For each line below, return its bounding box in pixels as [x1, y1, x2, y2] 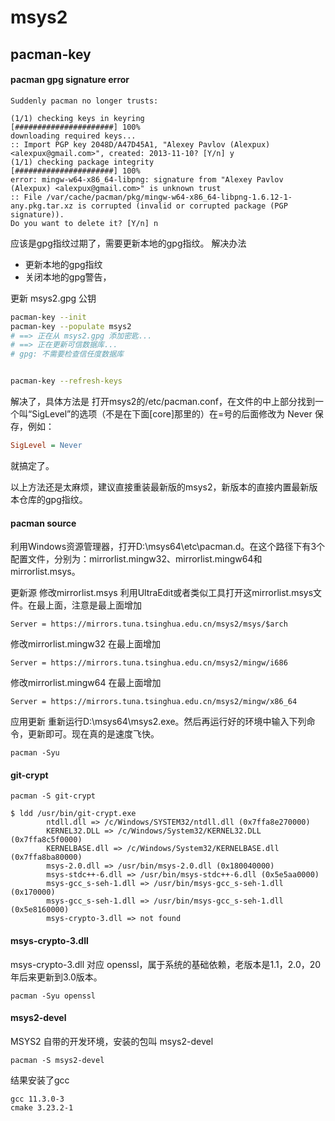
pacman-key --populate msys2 [10, 321, 132, 331]
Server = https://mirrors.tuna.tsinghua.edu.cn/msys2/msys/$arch [10, 619, 288, 630]
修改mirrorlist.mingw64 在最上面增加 [10, 677, 162, 689]
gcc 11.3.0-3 [10, 1094, 65, 1104]
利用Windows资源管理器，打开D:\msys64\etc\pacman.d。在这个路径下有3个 [10, 541, 326, 553]
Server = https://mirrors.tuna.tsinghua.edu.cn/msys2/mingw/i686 [10, 658, 288, 668]
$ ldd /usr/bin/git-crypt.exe [10, 809, 137, 819]
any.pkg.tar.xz [10, 201, 74, 211]
